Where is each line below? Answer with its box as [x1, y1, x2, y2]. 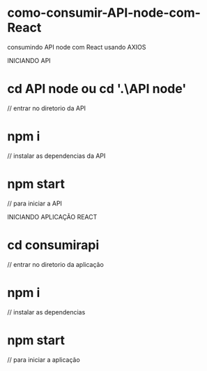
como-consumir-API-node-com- [7, 5, 201, 21]
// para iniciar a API [7, 199, 63, 208]
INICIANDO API [7, 56, 51, 64]
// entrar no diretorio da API [7, 103, 86, 112]
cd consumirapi [7, 237, 100, 253]
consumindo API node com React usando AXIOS [7, 43, 146, 51]
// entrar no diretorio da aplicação [7, 260, 105, 268]
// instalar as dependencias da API [7, 152, 106, 160]
